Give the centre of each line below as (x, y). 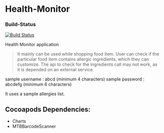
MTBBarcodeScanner (34, 127)
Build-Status (20, 25)
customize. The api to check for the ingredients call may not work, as (87, 64)
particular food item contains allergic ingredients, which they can (83, 59)
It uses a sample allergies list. (35, 94)
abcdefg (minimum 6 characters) (38, 84)
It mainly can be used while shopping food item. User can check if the (88, 54)
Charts (19, 121)
